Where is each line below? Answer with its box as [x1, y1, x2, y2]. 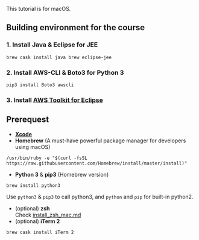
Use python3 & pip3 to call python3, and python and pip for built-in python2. [6, 193, 194, 200]
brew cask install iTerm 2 [6, 229, 74, 235]
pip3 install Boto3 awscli [6, 81, 74, 88]
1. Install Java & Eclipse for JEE [6, 40, 98, 49]
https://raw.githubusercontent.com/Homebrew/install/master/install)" [6, 160, 188, 166]
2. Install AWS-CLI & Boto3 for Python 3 [6, 68, 124, 77]
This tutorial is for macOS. [6, 5, 71, 12]
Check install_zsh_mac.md [14, 211, 81, 218]
